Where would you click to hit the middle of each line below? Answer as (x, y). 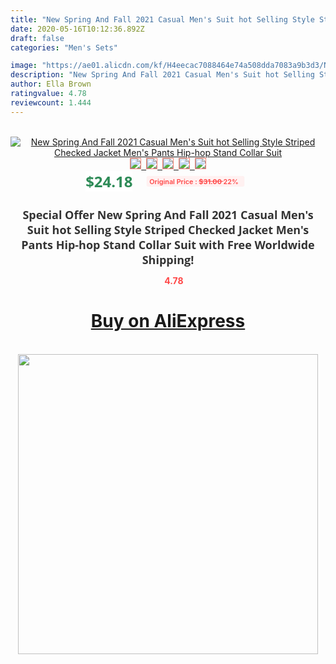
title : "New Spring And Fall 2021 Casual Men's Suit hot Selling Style (162, 19)
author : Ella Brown (51, 84)
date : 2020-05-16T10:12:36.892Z (77, 29)
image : (24, 66)
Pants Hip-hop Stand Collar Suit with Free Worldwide (168, 244)
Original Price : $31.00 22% (194, 181)
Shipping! (168, 259)
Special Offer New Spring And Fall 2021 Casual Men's (168, 214)
